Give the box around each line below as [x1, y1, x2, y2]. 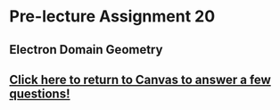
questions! [9, 86, 70, 101]
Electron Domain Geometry [9, 42, 163, 57]
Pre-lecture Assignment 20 [9, 6, 216, 27]
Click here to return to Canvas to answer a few [9, 72, 272, 87]
